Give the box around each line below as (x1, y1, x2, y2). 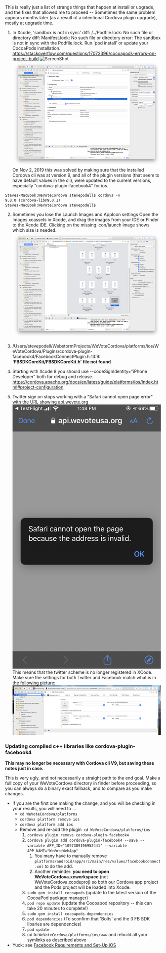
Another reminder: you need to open (34, 868, 110, 874)
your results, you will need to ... (12, 806, 77, 812)
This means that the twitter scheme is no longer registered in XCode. (12, 669, 153, 675)
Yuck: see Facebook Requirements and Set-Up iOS (12, 942, 116, 948)
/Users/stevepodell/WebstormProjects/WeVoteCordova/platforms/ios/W (12, 343, 159, 349)
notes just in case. (5, 766, 43, 772)
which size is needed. (12, 227, 57, 233)
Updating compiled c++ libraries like (5, 742, 94, 749)
